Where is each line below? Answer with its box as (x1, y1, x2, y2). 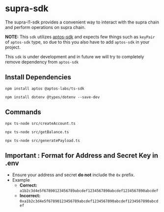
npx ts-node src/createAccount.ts (5, 121, 76, 126)
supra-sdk (5, 3, 49, 14)
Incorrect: (19, 193, 41, 199)
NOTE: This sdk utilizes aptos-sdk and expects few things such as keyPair (5, 34, 156, 40)
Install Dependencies (5, 73, 71, 81)
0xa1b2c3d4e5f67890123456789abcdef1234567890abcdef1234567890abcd (19, 199, 159, 204)
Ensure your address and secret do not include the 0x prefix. (12, 172, 135, 178)
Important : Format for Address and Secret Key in (5, 151, 159, 160)
